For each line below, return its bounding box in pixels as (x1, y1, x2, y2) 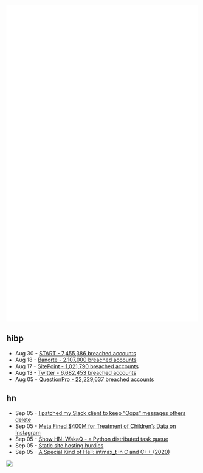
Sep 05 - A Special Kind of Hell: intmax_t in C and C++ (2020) (15, 448, 170, 455)
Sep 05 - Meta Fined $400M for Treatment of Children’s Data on (15, 422, 176, 430)
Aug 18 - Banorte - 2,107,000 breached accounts (15, 356, 137, 363)
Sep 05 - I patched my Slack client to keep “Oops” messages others (15, 409, 186, 416)
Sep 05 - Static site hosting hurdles (15, 441, 104, 449)
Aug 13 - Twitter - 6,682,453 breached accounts (15, 369, 137, 376)
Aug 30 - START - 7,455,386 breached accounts (15, 349, 137, 357)
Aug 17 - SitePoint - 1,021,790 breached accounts (15, 362, 139, 370)
